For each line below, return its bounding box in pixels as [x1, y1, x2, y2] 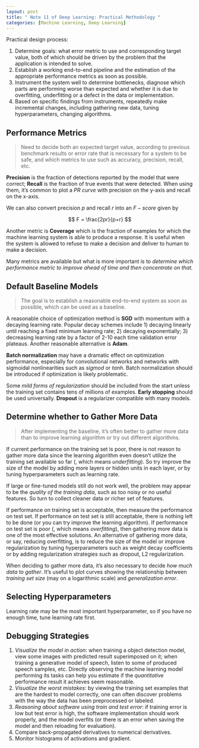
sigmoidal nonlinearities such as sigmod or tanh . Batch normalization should [6, 365, 193, 371]
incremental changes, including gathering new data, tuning [14, 104, 159, 112]
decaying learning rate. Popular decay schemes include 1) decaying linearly [6, 321, 191, 328]
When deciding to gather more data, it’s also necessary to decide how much [6, 562, 193, 569]
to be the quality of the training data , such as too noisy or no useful [6, 488, 172, 496]
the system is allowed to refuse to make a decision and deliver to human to [6, 240, 189, 247]
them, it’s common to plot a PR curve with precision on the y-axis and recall [6, 186, 191, 194]
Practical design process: [6, 36, 68, 43]
